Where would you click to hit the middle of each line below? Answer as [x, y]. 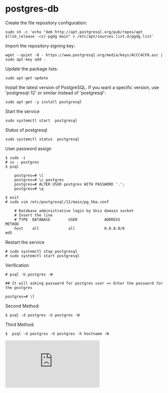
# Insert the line [33, 215]
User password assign [28, 148]
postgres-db [32, 9]
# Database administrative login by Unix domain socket [74, 211]
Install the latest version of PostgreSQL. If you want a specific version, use [82, 87]
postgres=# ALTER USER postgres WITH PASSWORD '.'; [69, 184]
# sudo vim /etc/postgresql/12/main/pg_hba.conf [57, 202]
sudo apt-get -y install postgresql [44, 102]
